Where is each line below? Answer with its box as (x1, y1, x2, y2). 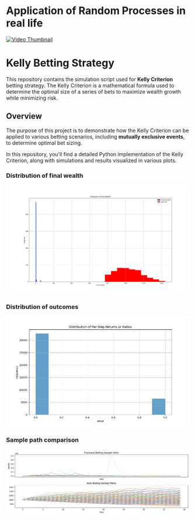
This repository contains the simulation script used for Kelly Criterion (6, 75, 173, 82)
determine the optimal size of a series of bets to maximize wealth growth (6, 88, 181, 95)
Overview (6, 111, 43, 121)
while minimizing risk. (6, 94, 58, 101)
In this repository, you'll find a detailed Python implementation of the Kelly (6, 150, 184, 157)
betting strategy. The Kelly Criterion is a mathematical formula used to (6, 82, 175, 89)
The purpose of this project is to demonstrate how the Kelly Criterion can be (6, 127, 189, 134)
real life (6, 16, 43, 30)
